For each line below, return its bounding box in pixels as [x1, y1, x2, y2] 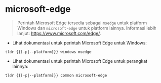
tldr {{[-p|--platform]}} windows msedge [5, 49, 92, 54]
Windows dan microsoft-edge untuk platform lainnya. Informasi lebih [17, 25, 157, 31]
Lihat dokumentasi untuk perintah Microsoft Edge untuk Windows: [12, 40, 147, 45]
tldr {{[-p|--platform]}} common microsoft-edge [5, 73, 107, 78]
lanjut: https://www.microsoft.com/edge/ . [17, 30, 101, 36]
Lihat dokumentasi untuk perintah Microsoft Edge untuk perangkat [12, 58, 148, 64]
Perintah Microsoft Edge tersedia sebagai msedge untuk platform [17, 20, 147, 26]
